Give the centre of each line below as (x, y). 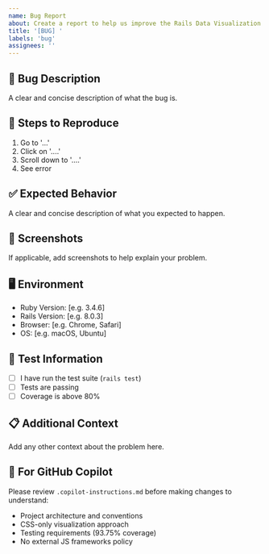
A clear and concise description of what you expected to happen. (117, 213)
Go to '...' (35, 143)
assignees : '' (32, 46)
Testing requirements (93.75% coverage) (88, 532)
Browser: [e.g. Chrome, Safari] (70, 325)
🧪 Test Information (56, 358)
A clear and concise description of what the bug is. (93, 98)
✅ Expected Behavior (63, 194)
